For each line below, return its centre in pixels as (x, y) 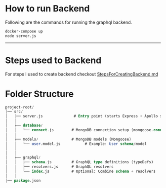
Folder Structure (40, 94)
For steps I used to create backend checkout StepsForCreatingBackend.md (82, 74)
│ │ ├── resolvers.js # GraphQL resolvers (59, 167)
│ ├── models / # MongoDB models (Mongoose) (68, 139)
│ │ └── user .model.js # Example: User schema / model (76, 144)
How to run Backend (47, 9)
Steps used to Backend (53, 60)
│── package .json (23, 181)
